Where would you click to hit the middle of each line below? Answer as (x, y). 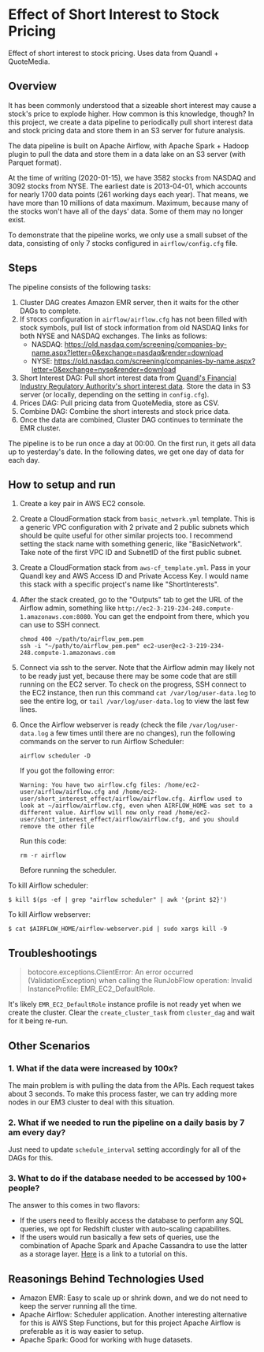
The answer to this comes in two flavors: (74, 1205)
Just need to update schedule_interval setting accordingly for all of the (125, 1149)
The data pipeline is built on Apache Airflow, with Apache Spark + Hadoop (129, 145)
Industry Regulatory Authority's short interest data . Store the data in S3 (135, 386)
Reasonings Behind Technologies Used (106, 1279)
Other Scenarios (49, 1046)
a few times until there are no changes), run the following (143, 733)
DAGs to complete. (50, 311)
